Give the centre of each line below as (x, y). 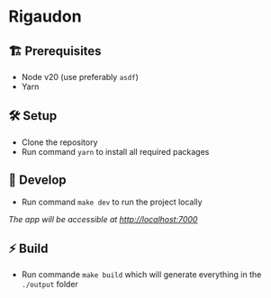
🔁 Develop (37, 181)
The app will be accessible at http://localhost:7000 (103, 219)
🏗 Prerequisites (55, 51)
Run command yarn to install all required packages (115, 151)
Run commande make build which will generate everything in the (141, 275)
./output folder (50, 284)
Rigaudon (45, 17)
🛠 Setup (33, 116)
